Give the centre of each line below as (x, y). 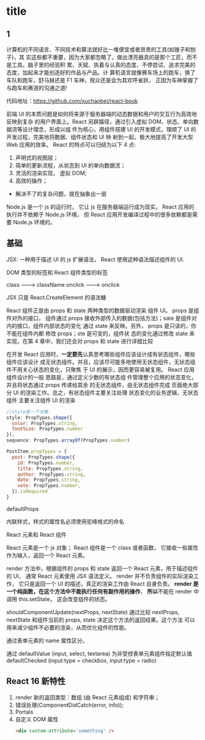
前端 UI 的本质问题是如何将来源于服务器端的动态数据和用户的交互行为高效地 (102, 114)
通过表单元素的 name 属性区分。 (47, 641)
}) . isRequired (30, 492)
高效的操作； (31, 181)
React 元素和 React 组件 (36, 534)
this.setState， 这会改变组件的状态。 (64, 599)
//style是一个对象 (28, 412)
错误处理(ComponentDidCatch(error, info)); (69, 705)
